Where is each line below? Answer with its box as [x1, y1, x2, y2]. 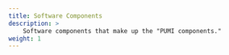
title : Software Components [8, 11, 103, 20]
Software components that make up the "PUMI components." [23, 27, 222, 35]
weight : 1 [8, 34, 42, 43]
